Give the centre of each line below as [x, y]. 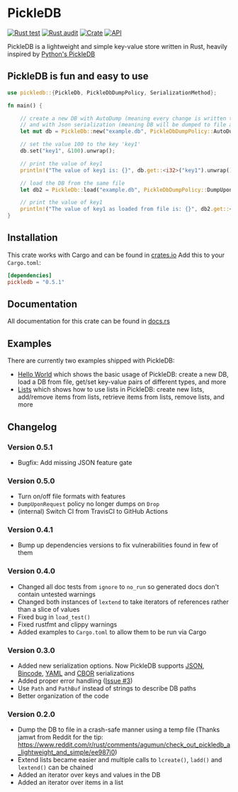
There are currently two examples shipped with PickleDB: [91, 361]
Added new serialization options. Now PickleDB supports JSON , [111, 666]
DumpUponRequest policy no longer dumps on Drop [89, 504]
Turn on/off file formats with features [72, 496]
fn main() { [25, 105]
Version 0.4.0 [31, 571]
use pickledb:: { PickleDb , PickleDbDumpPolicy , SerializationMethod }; [112, 93]
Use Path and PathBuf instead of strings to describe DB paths [107, 688]
